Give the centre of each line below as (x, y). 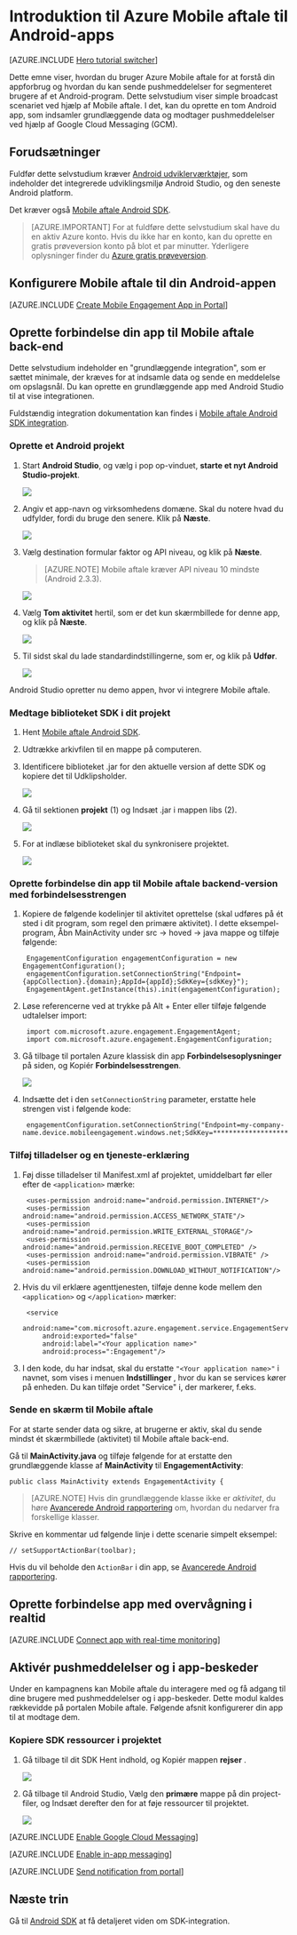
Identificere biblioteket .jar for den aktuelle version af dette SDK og (144, 766)
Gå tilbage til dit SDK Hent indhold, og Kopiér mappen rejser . (134, 1759)
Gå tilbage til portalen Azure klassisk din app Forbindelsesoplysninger (152, 1056)
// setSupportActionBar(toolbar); (73, 1550)
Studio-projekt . (51, 475)
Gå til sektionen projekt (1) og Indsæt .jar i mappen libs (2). (129, 810)
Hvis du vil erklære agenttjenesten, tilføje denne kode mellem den (142, 1287)
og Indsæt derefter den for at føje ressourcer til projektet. (145, 1803)
